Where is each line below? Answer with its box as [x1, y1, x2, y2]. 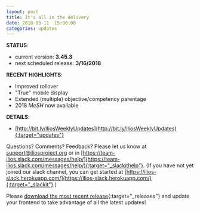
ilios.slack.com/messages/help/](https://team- [6, 156, 121, 163]
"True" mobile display [14, 89, 69, 96]
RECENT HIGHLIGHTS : [6, 71, 63, 78]
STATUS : [6, 42, 29, 49]
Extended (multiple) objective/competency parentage [14, 96, 146, 103]
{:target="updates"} [14, 131, 64, 139]
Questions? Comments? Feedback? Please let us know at [6, 143, 147, 150]
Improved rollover [14, 83, 59, 90]
